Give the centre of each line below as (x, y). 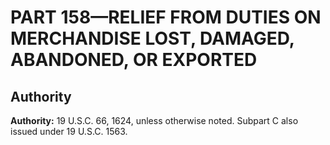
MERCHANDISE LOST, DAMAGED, (152, 38)
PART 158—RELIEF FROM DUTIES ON (166, 17)
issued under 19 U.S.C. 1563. (69, 131)
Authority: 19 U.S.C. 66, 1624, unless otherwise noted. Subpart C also (154, 120)
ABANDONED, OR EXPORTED (134, 60)
